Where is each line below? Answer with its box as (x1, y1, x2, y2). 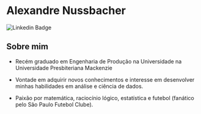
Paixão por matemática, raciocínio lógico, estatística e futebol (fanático (15, 94, 194, 101)
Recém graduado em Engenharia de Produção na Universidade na (15, 57, 182, 65)
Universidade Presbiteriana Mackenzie (15, 64, 113, 71)
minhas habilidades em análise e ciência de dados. (15, 82, 144, 90)
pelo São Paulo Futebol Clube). (15, 101, 93, 108)
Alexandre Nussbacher (6, 4, 126, 18)
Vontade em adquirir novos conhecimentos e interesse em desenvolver (15, 76, 195, 83)
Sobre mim (6, 41, 49, 52)
